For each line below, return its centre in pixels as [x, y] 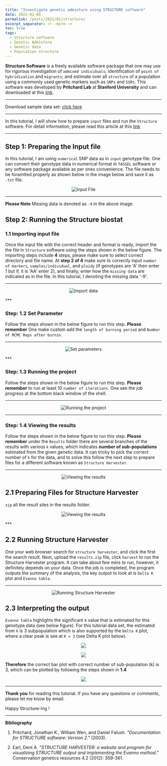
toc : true [15, 28]
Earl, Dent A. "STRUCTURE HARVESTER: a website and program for [82, 748]
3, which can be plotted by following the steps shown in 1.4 [66, 670]
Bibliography [19, 723]
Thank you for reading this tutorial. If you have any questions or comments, [83, 694]
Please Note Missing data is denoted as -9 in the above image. [70, 204]
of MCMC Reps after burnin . [34, 335]
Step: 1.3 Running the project [41, 372]
